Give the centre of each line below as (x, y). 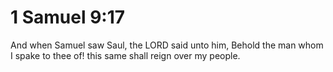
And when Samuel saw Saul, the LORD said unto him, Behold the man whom (167, 45)
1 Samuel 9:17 (68, 17)
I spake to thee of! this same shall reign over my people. (125, 55)
